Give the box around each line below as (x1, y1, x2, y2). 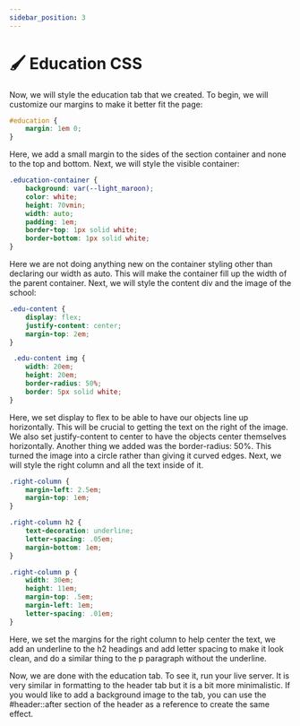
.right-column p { (9, 567, 78, 576)
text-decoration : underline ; (25, 526, 134, 536)
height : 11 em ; (25, 584, 78, 593)
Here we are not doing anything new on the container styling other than (9, 259, 273, 270)
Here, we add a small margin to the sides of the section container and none (9, 149, 287, 160)
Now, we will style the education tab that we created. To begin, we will (9, 89, 269, 99)
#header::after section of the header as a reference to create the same (9, 698, 270, 709)
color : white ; (25, 192, 78, 202)
